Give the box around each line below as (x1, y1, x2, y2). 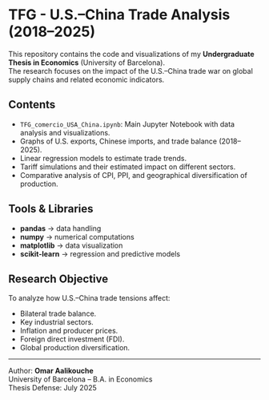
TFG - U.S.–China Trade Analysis (8, 6, 231, 24)
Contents (8, 98, 56, 111)
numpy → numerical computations (19, 232, 134, 241)
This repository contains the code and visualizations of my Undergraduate (8, 49, 255, 59)
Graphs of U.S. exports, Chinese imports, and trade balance (19, 136, 218, 146)
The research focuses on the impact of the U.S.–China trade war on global (8, 66, 254, 75)
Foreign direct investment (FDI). (19, 334, 125, 344)
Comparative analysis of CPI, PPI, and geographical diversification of (19, 170, 248, 180)
